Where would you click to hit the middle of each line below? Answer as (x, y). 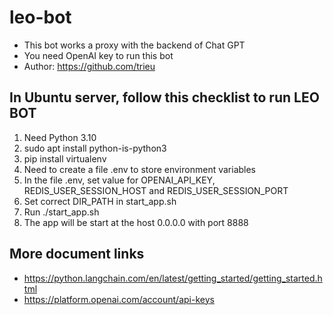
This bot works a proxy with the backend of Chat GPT (134, 45)
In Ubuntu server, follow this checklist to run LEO (164, 97)
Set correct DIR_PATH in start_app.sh (100, 201)
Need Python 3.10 (60, 137)
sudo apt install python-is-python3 (95, 148)
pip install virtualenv (65, 158)
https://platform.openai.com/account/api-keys (119, 299)
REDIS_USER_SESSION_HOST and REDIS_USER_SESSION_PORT (156, 190)
